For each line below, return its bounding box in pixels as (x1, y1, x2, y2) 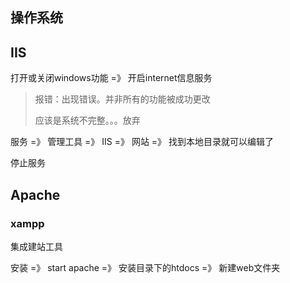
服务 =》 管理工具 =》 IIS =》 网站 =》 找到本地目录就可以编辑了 (10, 136, 275, 148)
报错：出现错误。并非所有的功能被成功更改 (34, 93, 211, 105)
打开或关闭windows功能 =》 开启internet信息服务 (10, 72, 213, 84)
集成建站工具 (10, 240, 63, 252)
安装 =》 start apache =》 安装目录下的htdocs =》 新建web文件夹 (10, 261, 281, 273)
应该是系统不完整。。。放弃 (34, 114, 141, 127)
